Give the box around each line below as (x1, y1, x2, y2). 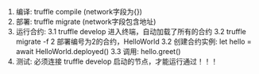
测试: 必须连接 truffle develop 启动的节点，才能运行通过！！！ (15, 56, 218, 66)
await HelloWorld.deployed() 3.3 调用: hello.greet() (15, 47, 181, 56)
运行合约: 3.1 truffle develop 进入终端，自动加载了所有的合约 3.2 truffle (15, 27, 246, 36)
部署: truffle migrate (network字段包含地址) (15, 17, 157, 26)
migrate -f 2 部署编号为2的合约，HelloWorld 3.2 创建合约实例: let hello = (15, 37, 252, 46)
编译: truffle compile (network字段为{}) (15, 7, 143, 16)
